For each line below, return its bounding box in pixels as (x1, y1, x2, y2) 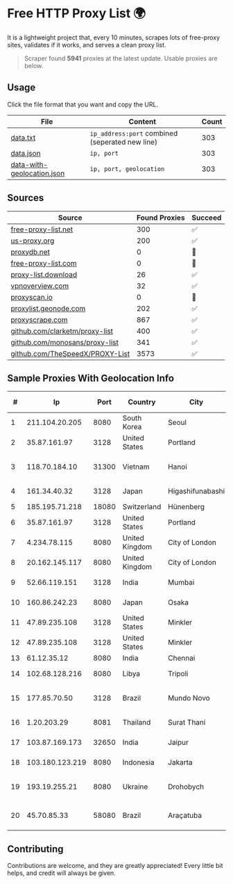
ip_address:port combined (89, 128, 178, 138)
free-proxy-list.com (10, 258, 78, 268)
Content (128, 116, 157, 126)
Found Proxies (136, 213, 185, 223)
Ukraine (122, 782, 148, 791)
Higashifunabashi (167, 486, 225, 496)
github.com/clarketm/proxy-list (10, 326, 113, 336)
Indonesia (122, 757, 155, 767)
